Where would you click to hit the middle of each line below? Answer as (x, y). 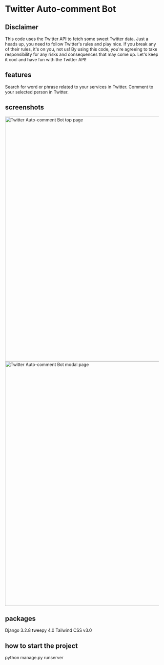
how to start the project (41, 646)
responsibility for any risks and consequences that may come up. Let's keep (82, 54)
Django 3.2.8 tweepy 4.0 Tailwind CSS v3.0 (49, 630)
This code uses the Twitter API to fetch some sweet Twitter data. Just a (77, 39)
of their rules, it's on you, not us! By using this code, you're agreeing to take (81, 49)
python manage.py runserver (34, 658)
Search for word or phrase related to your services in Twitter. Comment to (79, 87)
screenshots (25, 107)
